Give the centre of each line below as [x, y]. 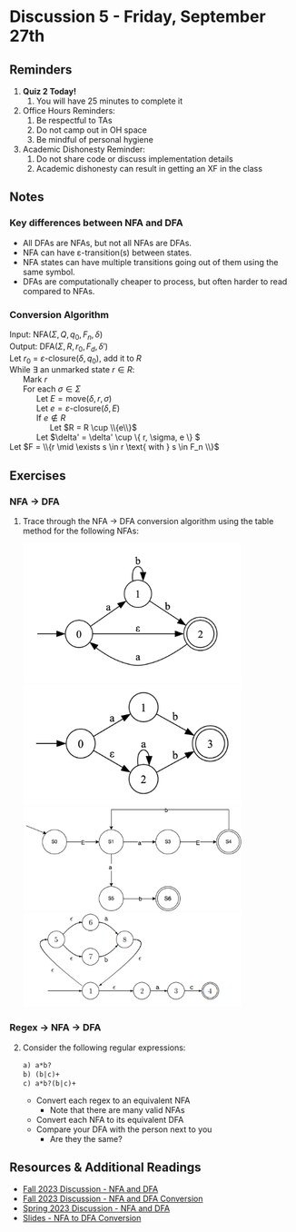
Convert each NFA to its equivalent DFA [110, 1119]
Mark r [35, 380]
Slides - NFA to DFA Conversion [82, 1218]
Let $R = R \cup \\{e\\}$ [94, 428]
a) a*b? [37, 1065]
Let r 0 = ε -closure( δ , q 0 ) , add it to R [76, 359]
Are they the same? [86, 1138]
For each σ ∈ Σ [52, 389]
